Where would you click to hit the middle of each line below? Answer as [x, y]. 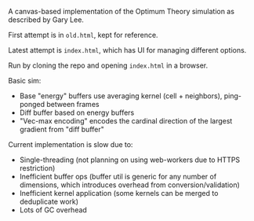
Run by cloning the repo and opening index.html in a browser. [108, 65]
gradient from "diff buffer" [62, 129]
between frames [73, 104]
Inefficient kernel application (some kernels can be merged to [119, 193]
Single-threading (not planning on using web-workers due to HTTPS [130, 160]
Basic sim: [25, 81]
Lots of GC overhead [53, 210]
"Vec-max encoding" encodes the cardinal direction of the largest [126, 121]
